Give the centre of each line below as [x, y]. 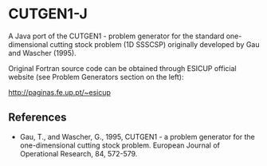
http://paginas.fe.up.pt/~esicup [60, 92]
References [37, 118]
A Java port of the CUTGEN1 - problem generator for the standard [116, 36]
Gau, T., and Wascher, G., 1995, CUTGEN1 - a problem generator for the [137, 136]
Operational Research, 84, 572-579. [79, 153]
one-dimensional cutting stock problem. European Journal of [120, 145]
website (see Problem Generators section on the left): [96, 77]
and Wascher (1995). [43, 53]
